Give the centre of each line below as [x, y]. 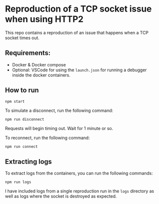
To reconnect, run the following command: [48, 138]
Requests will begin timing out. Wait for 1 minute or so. [59, 128]
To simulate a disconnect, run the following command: [59, 110]
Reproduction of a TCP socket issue [78, 9]
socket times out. [22, 38]
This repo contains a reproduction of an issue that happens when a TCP [77, 32]
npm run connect [21, 147]
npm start [15, 101]
